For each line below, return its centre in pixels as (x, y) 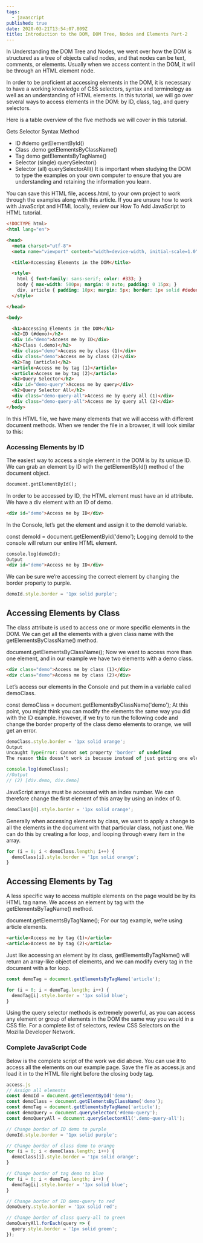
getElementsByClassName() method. (52, 640)
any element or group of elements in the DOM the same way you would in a (100, 1019)
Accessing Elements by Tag (60, 882)
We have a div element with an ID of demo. (60, 502)
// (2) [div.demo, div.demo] (43, 780)
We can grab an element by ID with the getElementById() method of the (95, 466)
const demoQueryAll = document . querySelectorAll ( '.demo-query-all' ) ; (96, 1118)
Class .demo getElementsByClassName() (66, 150)
